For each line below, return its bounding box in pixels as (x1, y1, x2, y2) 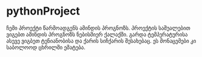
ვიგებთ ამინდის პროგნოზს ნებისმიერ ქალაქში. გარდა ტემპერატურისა (6, 30, 188, 38)
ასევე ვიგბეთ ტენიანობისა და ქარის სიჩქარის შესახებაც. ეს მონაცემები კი (6, 37, 197, 44)
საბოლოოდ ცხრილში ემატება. (6, 44, 86, 51)
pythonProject (6, 4, 80, 18)
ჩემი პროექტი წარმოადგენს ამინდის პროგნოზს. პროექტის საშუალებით (6, 24, 190, 32)
